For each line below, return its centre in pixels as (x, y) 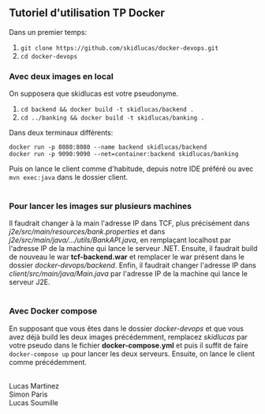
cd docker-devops (49, 56)
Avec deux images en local (61, 76)
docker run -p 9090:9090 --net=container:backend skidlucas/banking (124, 154)
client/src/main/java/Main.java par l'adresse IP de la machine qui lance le (128, 274)
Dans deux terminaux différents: (61, 133)
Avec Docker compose (53, 311)
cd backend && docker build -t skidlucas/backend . (107, 110)
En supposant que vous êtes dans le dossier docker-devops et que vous (126, 329)
